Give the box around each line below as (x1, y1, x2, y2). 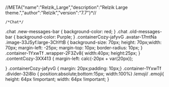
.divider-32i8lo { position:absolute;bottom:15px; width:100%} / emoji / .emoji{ (5, 71, 164, 77)
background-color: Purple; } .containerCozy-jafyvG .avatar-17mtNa (16, 34, 157, 40)
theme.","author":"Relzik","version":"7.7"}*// (5, 10, 97, 16)
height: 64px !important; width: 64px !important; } (5, 76, 109, 82)
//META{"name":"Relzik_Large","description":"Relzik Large (5, 5, 128, 10)
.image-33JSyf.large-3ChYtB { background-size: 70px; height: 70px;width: (5, 39, 162, 45)
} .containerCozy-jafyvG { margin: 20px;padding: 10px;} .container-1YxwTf (5, 66, 161, 71)
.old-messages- (128, 28, 162, 35)
